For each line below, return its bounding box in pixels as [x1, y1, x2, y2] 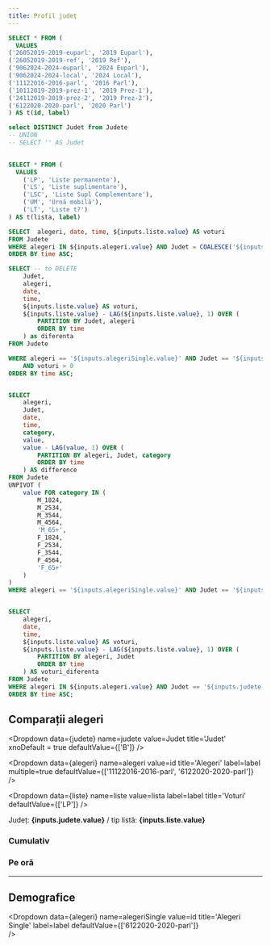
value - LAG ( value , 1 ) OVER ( [23, 443, 125, 452]
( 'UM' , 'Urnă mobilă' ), [23, 199, 103, 207]
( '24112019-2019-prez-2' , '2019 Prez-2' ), [8, 94, 153, 102]
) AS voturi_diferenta [23, 668, 99, 676]
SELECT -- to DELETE [8, 265, 78, 273]
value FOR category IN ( [23, 488, 106, 496]
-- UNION [8, 131, 38, 140]
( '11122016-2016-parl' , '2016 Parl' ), [8, 78, 139, 87]
